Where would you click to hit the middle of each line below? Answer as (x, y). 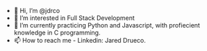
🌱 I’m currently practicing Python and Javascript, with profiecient (107, 25)
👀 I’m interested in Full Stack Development (74, 18)
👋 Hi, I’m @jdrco (37, 11)
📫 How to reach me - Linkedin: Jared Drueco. (80, 40)
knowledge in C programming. (57, 32)
